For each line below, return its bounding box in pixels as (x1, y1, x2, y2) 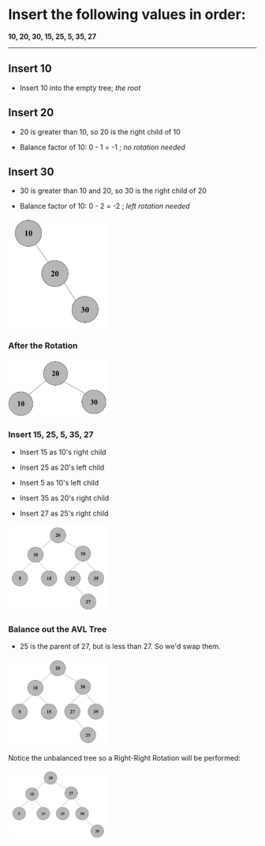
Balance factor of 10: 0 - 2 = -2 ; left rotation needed (19, 202, 191, 211)
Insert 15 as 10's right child (19, 447, 106, 456)
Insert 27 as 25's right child (19, 508, 109, 518)
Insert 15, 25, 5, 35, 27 (8, 429, 94, 440)
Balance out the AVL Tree (8, 624, 107, 635)
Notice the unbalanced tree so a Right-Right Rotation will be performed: (8, 753, 241, 762)
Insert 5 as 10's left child (19, 478, 99, 487)
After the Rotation (8, 340, 78, 351)
